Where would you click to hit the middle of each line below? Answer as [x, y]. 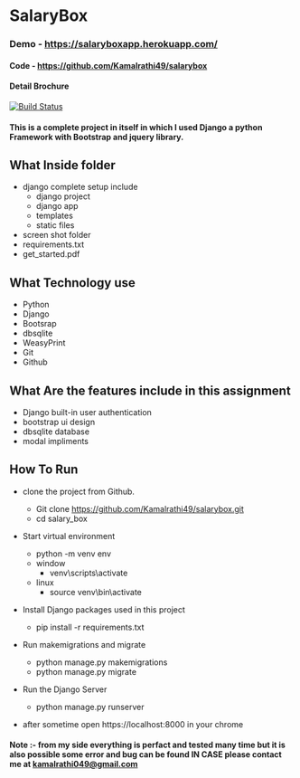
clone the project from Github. [79, 491]
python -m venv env [73, 554]
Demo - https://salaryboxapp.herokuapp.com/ [114, 44]
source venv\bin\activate [95, 592]
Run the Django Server [65, 689]
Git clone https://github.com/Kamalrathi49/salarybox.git [140, 508]
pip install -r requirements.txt [90, 627]
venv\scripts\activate [89, 573]
